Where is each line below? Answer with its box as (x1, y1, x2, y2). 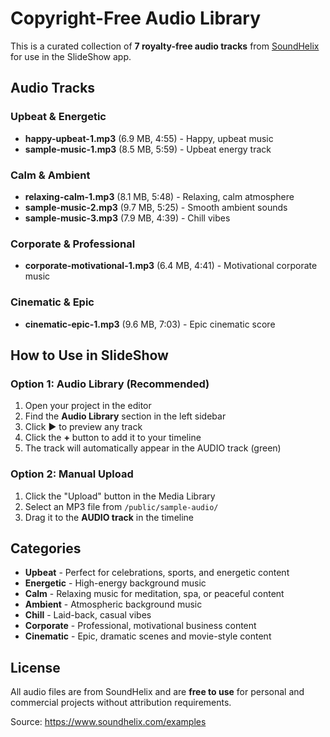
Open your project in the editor (24, 400, 152, 412)
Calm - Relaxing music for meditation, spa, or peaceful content (24, 588, 285, 600)
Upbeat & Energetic (10, 110, 107, 124)
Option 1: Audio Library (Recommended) (10, 377, 210, 391)
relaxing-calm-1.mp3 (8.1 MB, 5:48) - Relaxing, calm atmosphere (24, 190, 295, 202)
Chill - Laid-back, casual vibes (24, 609, 152, 621)
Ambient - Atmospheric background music (24, 598, 203, 611)
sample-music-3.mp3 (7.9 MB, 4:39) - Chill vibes (24, 212, 231, 224)
